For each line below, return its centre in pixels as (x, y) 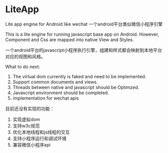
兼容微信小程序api (32, 145)
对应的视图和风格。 (25, 56)
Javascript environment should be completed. (61, 93)
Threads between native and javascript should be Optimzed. (76, 87)
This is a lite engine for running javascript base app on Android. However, (82, 34)
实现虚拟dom (26, 119)
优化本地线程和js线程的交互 (41, 132)
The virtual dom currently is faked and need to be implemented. (79, 76)
